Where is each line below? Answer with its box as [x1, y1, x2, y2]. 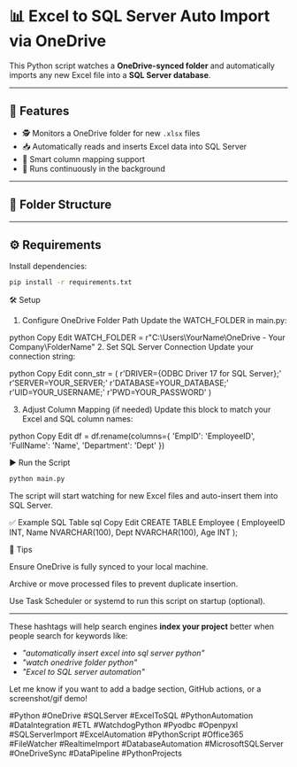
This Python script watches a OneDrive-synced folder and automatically [9, 60, 276, 71]
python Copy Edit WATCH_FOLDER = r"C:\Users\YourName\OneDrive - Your [9, 332, 286, 343]
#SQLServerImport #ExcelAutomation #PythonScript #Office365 [9, 729, 244, 740]
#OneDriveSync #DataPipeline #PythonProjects [9, 748, 183, 759]
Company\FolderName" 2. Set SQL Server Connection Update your [9, 342, 254, 353]
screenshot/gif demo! [9, 693, 88, 704]
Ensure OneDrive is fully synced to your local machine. [9, 562, 209, 572]
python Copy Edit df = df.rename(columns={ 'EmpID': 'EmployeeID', [9, 430, 255, 442]
